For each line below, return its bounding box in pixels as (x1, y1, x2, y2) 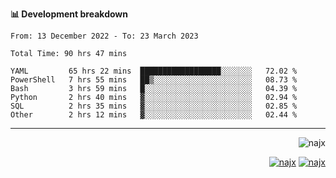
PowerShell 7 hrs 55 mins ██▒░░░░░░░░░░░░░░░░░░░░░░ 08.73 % (10, 75, 298, 85)
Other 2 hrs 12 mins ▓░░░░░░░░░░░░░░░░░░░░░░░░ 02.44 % (10, 110, 298, 120)
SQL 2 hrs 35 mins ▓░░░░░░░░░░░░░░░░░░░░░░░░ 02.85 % (10, 101, 298, 111)
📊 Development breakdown (10, 8, 128, 20)
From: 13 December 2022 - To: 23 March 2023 (10, 31, 199, 41)
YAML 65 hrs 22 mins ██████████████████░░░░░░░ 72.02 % (10, 66, 298, 76)
